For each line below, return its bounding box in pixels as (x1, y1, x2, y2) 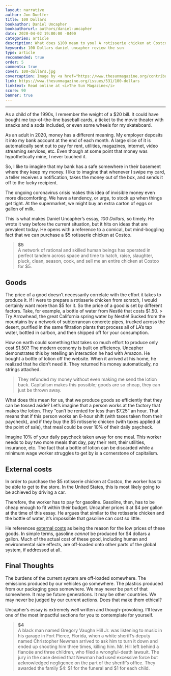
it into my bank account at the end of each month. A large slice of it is (5, 137, 151, 144)
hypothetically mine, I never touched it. (5, 154, 87, 160)
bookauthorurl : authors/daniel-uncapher (5, 26, 93, 32)
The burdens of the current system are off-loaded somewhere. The (5, 575, 147, 581)
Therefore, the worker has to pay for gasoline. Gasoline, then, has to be (5, 499, 155, 505)
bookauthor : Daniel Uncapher (5, 21, 67, 27)
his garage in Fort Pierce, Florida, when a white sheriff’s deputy (17, 632, 151, 639)
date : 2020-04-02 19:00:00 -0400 (5, 31, 76, 36)
